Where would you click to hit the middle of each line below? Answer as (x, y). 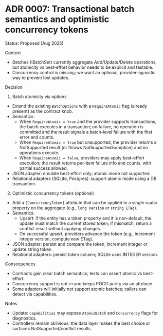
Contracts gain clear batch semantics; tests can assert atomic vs (77, 273)
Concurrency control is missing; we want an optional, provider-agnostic (84, 72)
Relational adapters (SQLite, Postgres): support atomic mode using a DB (84, 178)
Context (13, 53)
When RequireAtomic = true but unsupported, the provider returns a (88, 142)
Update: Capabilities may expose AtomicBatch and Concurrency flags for (85, 313)
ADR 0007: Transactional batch (70, 9)
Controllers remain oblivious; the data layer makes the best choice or (81, 323)
